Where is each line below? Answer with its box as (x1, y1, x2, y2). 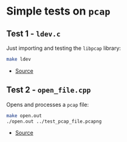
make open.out (6, 112, 43, 119)
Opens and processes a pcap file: (6, 101, 89, 108)
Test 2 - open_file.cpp (6, 85, 91, 95)
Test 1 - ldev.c (6, 29, 61, 39)
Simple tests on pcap (6, 4, 111, 18)
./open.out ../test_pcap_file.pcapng (6, 118, 102, 124)
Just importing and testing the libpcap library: (6, 44, 122, 52)
